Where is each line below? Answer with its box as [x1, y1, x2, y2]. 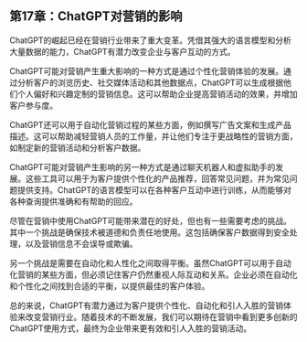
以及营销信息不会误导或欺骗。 [25, 238, 138, 249]
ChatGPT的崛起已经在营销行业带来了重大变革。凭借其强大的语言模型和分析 [9, 35, 292, 46]
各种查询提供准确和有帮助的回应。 [9, 196, 138, 207]
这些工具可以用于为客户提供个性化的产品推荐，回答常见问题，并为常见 [25, 173, 290, 184]
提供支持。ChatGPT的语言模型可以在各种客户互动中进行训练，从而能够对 [16, 184, 292, 195]
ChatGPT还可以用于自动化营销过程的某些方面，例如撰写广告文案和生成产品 [9, 119, 292, 130]
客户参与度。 [9, 100, 58, 111]
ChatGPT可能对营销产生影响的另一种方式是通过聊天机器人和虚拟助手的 [9, 161, 276, 172]
